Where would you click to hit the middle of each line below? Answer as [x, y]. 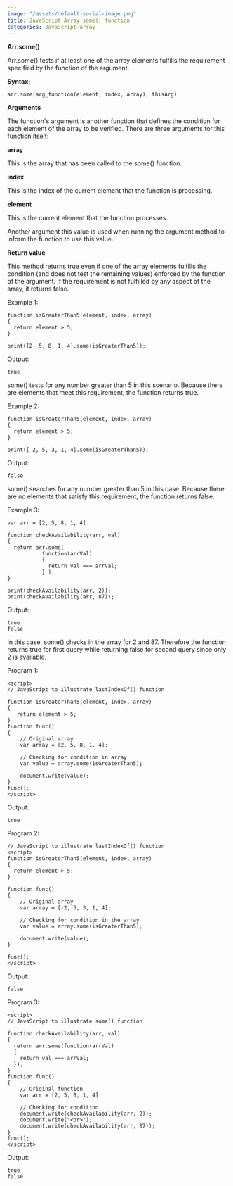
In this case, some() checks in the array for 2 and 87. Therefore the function [117, 642]
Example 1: [23, 303]
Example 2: [24, 406]
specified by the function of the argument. [68, 68]
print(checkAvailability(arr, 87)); [61, 597]
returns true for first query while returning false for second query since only [117, 650]
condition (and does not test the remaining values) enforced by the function [116, 274]
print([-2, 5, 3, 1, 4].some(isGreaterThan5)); [78, 450]
